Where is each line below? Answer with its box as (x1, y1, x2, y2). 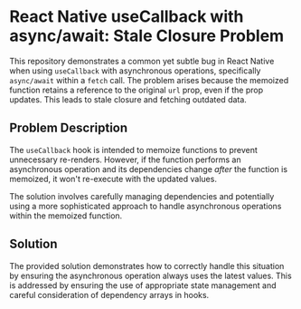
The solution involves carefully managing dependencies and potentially (9, 190, 275, 201)
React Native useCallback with (9, 6, 244, 27)
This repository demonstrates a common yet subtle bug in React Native (9, 55, 275, 66)
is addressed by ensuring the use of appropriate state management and (9, 279, 277, 291)
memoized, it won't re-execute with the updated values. (9, 173, 217, 184)
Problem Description (9, 121, 128, 136)
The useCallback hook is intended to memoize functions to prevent (9, 144, 258, 155)
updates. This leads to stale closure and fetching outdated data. (9, 93, 247, 105)
